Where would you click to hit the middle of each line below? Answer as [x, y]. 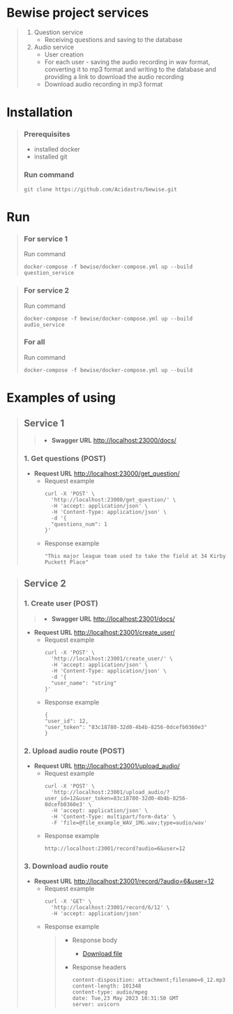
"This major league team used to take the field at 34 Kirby [135, 557]
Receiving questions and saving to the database [113, 39]
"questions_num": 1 [79, 524]
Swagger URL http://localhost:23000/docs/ [114, 440]
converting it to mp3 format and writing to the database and [130, 69]
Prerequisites [47, 134]
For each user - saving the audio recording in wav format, [127, 61]
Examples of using [61, 398]
